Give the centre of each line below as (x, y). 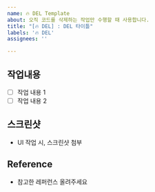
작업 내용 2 (32, 101)
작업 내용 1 (31, 92)
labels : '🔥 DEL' (31, 33)
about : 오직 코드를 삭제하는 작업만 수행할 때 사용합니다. (78, 20)
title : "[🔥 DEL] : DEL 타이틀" (50, 26)
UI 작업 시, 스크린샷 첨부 (50, 142)
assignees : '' (28, 39)
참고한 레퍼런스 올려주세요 (52, 182)
